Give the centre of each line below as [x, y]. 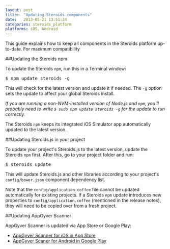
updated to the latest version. [36, 130]
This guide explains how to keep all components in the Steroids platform [81, 43]
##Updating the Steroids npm [36, 59]
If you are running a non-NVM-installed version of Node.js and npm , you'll [82, 104]
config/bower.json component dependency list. [55, 180]
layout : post [19, 10]
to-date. [14, 49]
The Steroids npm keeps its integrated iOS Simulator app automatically [78, 124]
